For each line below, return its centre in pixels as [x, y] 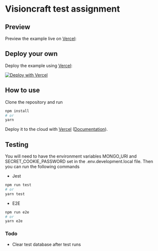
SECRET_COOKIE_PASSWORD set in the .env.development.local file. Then [79, 161]
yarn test [15, 194]
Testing [17, 144]
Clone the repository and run [34, 102]
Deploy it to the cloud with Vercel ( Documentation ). [57, 129]
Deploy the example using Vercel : [39, 65]
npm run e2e [17, 212]
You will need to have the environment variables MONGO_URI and [71, 156]
